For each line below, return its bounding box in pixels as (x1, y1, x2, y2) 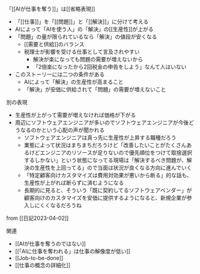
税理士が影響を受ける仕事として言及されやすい (23, 48, 140, 55)
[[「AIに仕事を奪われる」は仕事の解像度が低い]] (14, 248, 130, 255)
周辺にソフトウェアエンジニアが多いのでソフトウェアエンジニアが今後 (14, 119, 189, 126)
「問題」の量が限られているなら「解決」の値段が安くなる (14, 33, 157, 40)
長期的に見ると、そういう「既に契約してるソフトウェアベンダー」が (23, 187, 192, 194)
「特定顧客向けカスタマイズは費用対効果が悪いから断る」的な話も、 (23, 172, 192, 179)
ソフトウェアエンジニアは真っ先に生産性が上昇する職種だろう (23, 134, 177, 141)
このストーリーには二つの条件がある (14, 71, 105, 78)
